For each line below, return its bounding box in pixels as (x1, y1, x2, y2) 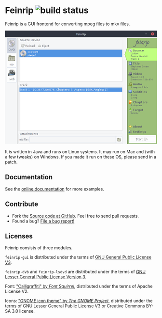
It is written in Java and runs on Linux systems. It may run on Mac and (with (5, 148, 155, 155)
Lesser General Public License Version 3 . (5, 274, 87, 280)
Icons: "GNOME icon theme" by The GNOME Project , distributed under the (5, 298, 153, 304)
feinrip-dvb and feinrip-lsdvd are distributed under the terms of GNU (5, 269, 146, 275)
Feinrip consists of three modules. (5, 245, 73, 251)
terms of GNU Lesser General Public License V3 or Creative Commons (5, 303, 146, 309)
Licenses (5, 232, 33, 240)
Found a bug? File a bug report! (12, 218, 75, 224)
